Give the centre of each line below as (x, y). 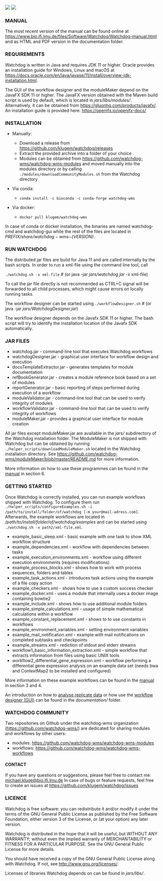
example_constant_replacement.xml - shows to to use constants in (79, 619)
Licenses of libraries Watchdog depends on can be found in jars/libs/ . (75, 873)
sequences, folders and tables (42, 573)
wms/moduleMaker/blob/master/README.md (51, 459)
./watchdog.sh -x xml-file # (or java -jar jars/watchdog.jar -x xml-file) (77, 274)
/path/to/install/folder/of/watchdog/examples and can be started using (76, 522)
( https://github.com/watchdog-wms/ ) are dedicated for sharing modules (78, 728)
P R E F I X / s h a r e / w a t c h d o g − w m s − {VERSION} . (50, 236)
